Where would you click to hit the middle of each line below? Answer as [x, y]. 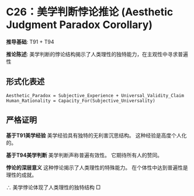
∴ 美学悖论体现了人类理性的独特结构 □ [53, 187]
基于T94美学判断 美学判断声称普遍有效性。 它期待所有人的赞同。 [84, 155]
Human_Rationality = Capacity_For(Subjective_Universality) [81, 101]
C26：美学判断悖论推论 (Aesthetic [90, 12]
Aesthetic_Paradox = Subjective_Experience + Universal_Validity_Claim [95, 95]
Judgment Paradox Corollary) [79, 25]
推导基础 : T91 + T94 [30, 42]
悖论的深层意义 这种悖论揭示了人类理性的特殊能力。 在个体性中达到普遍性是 [97, 167]
